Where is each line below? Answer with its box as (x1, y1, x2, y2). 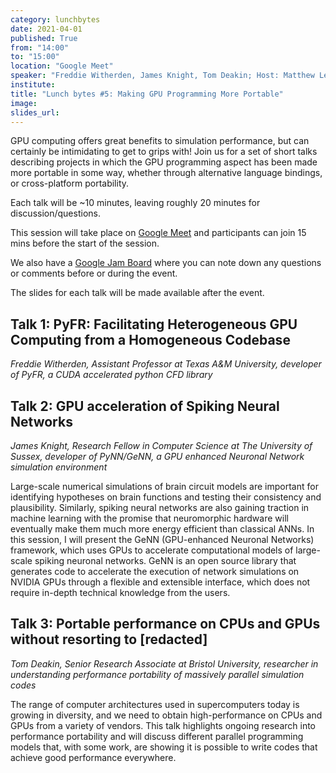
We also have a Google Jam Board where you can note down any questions (10, 257, 322, 269)
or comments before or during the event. (10, 267, 178, 280)
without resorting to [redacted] (10, 631, 208, 648)
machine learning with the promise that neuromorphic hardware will (10, 512, 289, 524)
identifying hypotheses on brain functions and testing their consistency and (10, 491, 322, 503)
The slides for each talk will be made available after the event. (10, 287, 265, 299)
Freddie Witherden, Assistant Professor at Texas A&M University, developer (10, 358, 322, 370)
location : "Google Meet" (10, 61, 114, 71)
